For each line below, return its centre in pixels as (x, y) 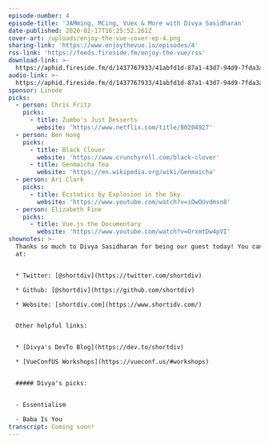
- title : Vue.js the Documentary (85, 224)
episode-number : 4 (39, 16)
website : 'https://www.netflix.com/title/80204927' (125, 127)
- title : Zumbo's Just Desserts (83, 120)
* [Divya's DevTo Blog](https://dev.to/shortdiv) (100, 348)
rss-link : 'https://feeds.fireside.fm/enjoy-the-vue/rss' (107, 53)
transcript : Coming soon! (51, 427)
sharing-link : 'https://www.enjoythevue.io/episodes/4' (103, 46)
